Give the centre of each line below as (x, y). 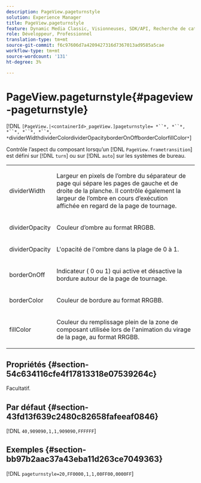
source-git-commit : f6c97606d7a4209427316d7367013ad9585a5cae (85, 46)
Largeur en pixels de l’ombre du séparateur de (121, 176)
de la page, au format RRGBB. (98, 337)
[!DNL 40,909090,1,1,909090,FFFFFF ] (51, 431)
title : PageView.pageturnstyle (45, 23)
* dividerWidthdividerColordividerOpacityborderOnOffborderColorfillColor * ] (99, 138)
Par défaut (26, 407)
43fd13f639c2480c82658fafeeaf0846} (82, 417)
